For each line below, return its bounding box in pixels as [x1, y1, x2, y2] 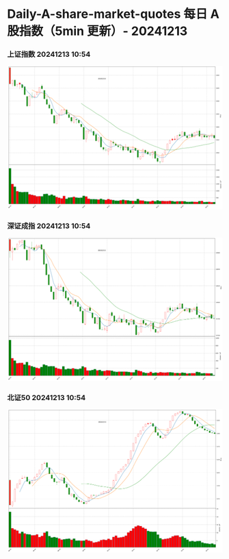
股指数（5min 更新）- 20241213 [7, 23, 188, 39]
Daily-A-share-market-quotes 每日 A [7, 6, 220, 22]
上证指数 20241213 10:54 [7, 49, 91, 59]
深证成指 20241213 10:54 [7, 221, 91, 231]
